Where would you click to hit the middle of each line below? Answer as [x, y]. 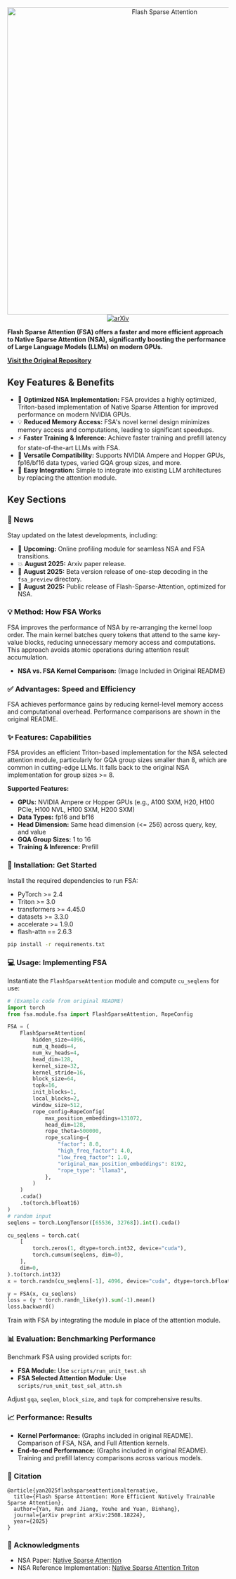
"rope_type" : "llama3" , [92, 1170]
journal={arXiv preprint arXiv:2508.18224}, [80, 1515]
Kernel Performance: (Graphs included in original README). [105, 1435]
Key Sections [37, 500]
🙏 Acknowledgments [44, 1545]
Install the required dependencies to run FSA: [73, 880]
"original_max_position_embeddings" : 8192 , [122, 1164]
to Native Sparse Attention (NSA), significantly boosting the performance [117, 339]
